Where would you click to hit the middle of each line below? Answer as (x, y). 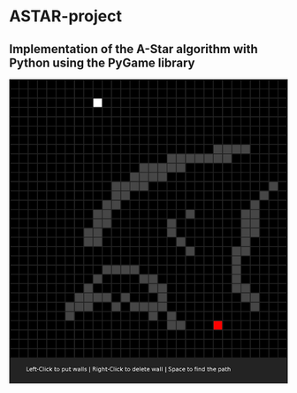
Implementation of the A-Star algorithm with (133, 49)
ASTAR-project (65, 16)
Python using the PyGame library (102, 62)
